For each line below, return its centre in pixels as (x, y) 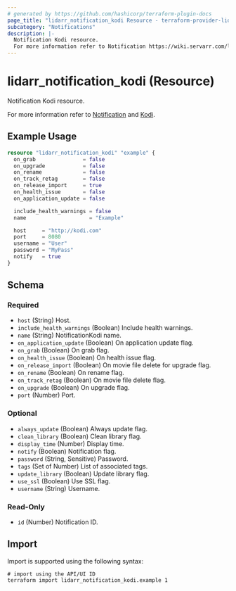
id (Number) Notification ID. (58, 522)
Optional (22, 414)
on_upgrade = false (59, 166)
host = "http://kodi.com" (58, 230)
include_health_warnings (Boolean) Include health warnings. (105, 328)
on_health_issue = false (59, 192)
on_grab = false (59, 159)
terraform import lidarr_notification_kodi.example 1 (88, 580)
